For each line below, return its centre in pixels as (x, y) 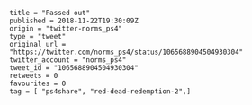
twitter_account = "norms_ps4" (68, 60)
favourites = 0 (38, 83)
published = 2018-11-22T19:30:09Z (74, 21)
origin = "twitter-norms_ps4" (66, 29)
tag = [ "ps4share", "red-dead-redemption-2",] (100, 92)
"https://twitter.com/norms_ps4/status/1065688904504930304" (126, 52)
